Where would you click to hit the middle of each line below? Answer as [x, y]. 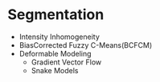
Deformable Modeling [55, 53]
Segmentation [56, 15]
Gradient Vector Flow [66, 62]
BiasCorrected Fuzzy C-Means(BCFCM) [86, 45]
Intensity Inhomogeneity [59, 37]
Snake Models [55, 70]
